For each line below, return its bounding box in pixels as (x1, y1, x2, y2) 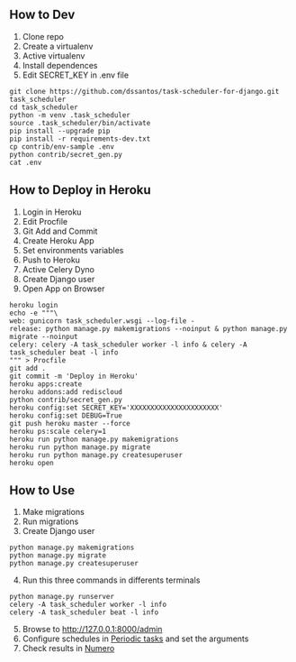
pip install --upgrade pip (9, 126, 111, 135)
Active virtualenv (22, 50, 85, 61)
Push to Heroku (22, 254, 81, 265)
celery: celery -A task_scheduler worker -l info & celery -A (9, 340, 247, 349)
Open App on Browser (22, 283, 105, 294)
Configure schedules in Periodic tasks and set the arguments (22, 633, 249, 644)
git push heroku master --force (9, 418, 130, 428)
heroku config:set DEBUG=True (9, 410, 123, 420)
